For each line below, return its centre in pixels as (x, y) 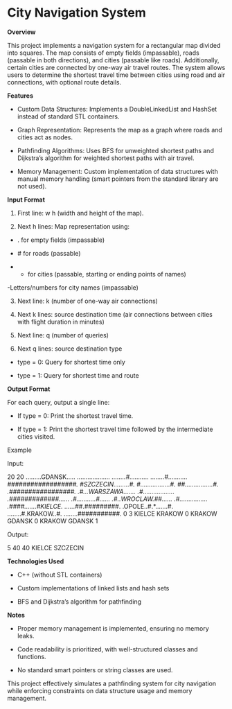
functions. (32, 656)
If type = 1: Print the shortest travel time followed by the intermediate (115, 429)
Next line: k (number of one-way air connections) (87, 301)
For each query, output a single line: (59, 402)
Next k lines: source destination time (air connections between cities (115, 314)
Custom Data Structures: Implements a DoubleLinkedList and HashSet (117, 109)
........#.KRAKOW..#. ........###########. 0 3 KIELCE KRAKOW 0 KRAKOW (112, 514)
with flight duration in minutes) (61, 322)
